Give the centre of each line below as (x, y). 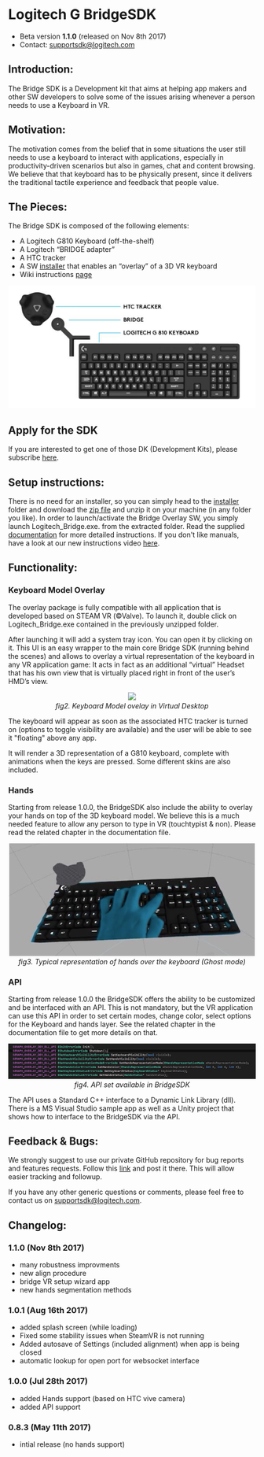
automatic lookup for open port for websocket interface (110, 1361)
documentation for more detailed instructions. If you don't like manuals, (124, 534)
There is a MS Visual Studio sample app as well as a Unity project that (121, 1108)
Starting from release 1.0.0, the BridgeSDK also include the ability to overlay (130, 807)
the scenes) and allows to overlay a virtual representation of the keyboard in (131, 656)
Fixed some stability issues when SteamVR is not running (112, 1336)
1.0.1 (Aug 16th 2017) (48, 1310)
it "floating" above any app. (52, 738)
